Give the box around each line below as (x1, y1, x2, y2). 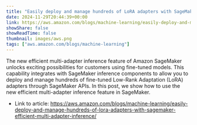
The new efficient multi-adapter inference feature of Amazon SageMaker (6, 57, 182, 65)
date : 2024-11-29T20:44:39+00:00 (6, 14, 88, 20)
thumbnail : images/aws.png (6, 36, 72, 42)
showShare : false (6, 25, 49, 31)
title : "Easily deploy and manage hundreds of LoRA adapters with (6, 8, 172, 15)
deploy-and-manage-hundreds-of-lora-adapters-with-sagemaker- (14, 106, 176, 113)
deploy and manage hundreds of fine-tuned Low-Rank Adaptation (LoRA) (6, 76, 184, 83)
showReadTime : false (6, 31, 57, 36)
